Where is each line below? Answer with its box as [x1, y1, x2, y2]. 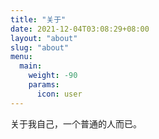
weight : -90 [28, 71, 78, 81]
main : [19, 61, 43, 71]
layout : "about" [10, 33, 78, 43]
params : [28, 80, 60, 90]
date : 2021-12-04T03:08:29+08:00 [10, 24, 150, 34]
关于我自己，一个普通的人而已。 [10, 117, 142, 130]
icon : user [36, 89, 83, 99]
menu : [10, 52, 33, 62]
